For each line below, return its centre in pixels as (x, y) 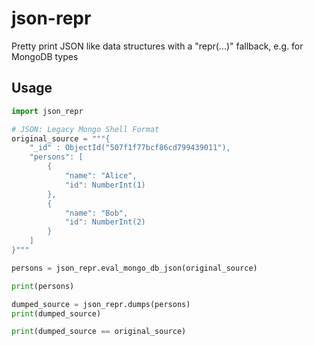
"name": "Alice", (101, 176)
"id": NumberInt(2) (105, 222)
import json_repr (47, 111)
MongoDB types (45, 56)
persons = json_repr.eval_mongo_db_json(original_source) (134, 268)
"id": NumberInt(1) (105, 185)
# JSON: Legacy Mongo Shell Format (85, 129)
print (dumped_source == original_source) (99, 332)
